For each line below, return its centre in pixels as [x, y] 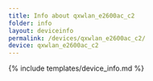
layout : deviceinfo [41, 30]
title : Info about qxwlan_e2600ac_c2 [72, 16]
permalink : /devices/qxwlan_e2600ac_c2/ [77, 38]
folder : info [30, 23]
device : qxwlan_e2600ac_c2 [54, 46]
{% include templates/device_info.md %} [76, 68]
